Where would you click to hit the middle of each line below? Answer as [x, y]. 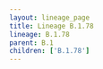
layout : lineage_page [50, 17]
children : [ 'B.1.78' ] [50, 51]
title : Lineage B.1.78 [51, 26]
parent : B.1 [31, 43]
